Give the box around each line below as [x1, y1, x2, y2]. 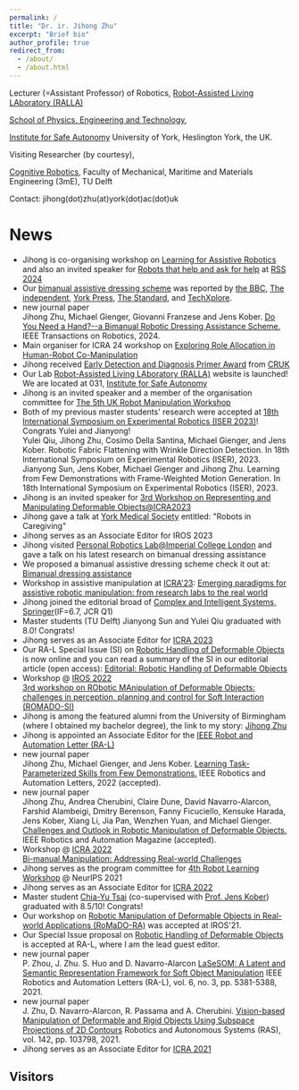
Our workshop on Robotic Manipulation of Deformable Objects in [21, 910, 261, 921]
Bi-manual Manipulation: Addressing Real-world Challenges [21, 853, 243, 864]
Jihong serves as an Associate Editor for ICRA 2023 [21, 634, 213, 645]
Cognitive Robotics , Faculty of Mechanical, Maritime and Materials [9, 166, 253, 177]
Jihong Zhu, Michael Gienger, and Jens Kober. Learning [21, 758, 228, 769]
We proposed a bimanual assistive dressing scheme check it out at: [21, 558, 270, 569]
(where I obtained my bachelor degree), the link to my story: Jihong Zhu [21, 720, 287, 730]
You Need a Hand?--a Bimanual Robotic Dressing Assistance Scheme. [21, 320, 281, 331]
